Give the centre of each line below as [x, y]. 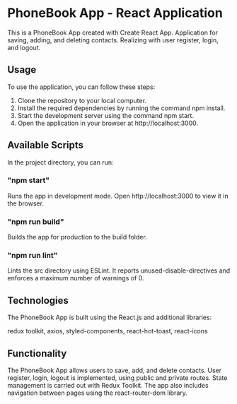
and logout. [24, 47]
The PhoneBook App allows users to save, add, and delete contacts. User [114, 370]
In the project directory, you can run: [60, 162]
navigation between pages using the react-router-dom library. [97, 393]
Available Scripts [45, 145]
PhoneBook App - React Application [115, 13]
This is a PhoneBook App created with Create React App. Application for [112, 32]
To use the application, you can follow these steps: [81, 87]
